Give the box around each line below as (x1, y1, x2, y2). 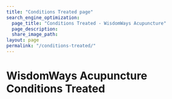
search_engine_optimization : (6, 15, 80, 21)
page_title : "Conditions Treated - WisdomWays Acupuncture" (12, 20, 167, 26)
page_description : (12, 26, 59, 32)
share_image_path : (12, 32, 59, 38)
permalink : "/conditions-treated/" (6, 43, 96, 49)
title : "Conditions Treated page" (6, 9, 94, 15)
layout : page (6, 37, 39, 43)
